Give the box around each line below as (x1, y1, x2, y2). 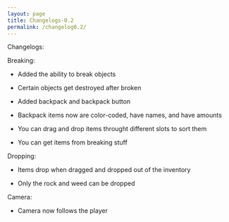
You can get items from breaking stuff (17, 138, 128, 147)
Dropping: (7, 152, 37, 161)
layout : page (7, 10, 46, 18)
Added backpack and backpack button (17, 97, 131, 106)
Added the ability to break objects (17, 70, 116, 78)
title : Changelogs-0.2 (7, 17, 74, 24)
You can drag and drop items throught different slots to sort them (17, 125, 207, 133)
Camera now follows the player (17, 206, 108, 215)
